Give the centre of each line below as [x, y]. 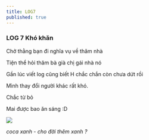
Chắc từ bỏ [20, 97]
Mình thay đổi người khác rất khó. [47, 85]
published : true [26, 17]
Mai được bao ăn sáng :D [37, 108]
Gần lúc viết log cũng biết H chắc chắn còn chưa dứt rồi [74, 74]
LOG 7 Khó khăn [30, 38]
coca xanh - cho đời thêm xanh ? [47, 131]
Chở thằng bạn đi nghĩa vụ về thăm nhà [55, 51]
